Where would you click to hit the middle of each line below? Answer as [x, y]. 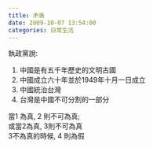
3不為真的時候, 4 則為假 [46, 136]
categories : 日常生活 [41, 30]
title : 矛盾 [26, 15]
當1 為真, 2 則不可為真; [44, 117]
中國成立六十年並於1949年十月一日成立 [82, 80]
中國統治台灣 [40, 90]
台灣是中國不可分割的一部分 [64, 100]
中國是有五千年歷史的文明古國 [67, 70]
